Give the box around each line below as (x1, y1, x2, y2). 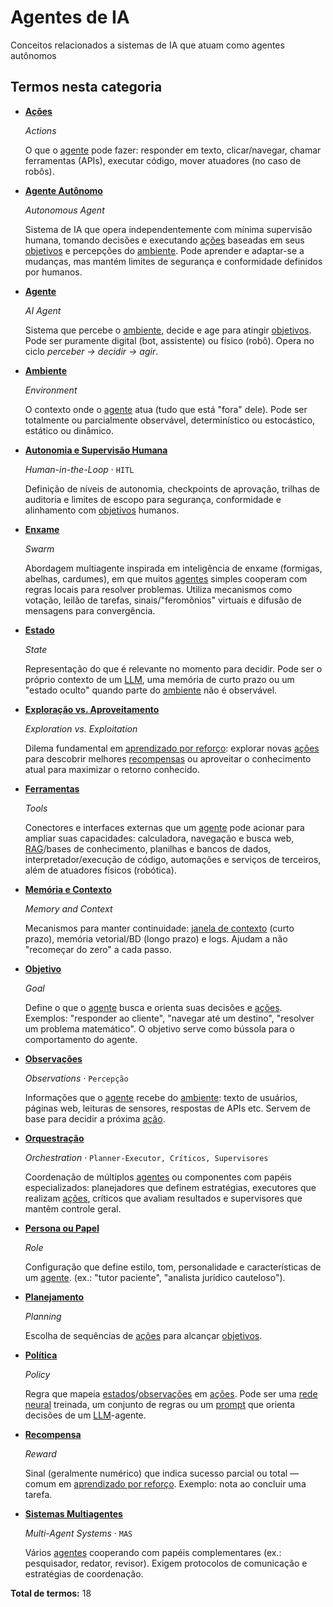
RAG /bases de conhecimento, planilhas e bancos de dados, (24, 842, 272, 855)
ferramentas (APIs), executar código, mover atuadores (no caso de (24, 154, 302, 166)
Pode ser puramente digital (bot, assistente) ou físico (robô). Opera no (24, 334, 315, 346)
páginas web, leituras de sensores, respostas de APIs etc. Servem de (24, 1102, 311, 1114)
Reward (24, 1447, 57, 1460)
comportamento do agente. (24, 1033, 138, 1045)
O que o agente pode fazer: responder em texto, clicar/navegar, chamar (24, 144, 322, 156)
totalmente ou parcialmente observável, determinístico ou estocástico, (24, 414, 316, 426)
